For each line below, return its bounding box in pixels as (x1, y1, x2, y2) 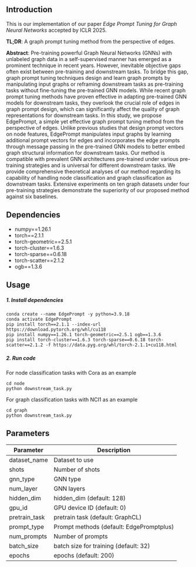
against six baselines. (6, 193, 58, 200)
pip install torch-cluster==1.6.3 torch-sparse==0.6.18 (6, 337, 146, 343)
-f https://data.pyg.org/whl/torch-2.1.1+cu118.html (45, 342, 177, 348)
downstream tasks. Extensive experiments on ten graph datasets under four (6, 180, 190, 187)
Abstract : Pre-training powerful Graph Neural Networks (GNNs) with (6, 49, 172, 56)
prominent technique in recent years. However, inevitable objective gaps (6, 62, 181, 69)
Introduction (6, 5, 53, 15)
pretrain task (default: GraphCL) (53, 513, 142, 521)
